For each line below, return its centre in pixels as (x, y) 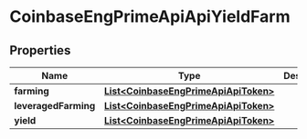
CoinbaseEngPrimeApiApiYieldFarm (150, 17)
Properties (40, 50)
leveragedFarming (55, 106)
